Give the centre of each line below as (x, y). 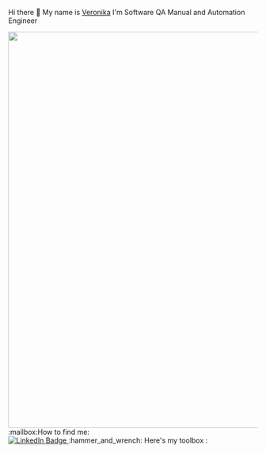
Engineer (23, 21)
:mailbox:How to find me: (49, 432)
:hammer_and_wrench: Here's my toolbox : (138, 440)
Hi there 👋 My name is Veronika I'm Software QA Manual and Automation (127, 12)
